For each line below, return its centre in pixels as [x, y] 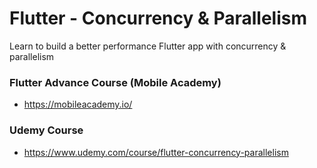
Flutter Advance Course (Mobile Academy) [115, 82]
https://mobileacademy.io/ [78, 104]
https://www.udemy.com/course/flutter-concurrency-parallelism [156, 152]
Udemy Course [46, 130]
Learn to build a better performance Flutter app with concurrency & [148, 46]
